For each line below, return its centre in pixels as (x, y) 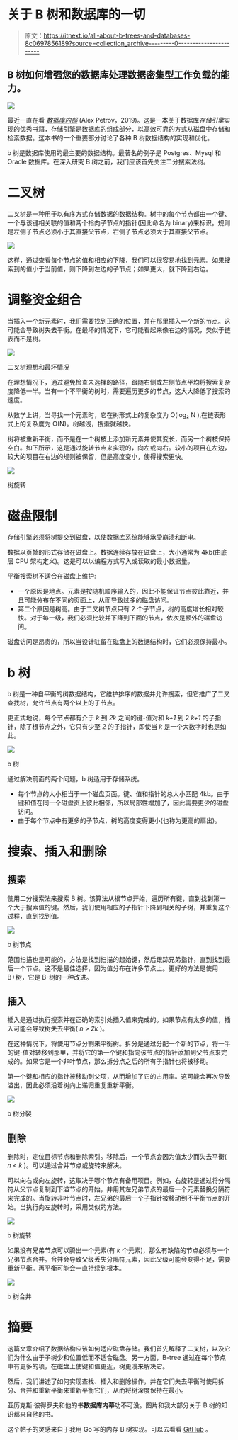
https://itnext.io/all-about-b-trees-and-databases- (117, 35)
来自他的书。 (38, 1415)
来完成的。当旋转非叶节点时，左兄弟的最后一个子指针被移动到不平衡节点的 (116, 1198)
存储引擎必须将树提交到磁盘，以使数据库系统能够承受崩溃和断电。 (103, 537)
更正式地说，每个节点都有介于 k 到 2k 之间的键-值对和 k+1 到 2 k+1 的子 (111, 718)
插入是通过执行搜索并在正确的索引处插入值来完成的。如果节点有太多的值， (116, 1020)
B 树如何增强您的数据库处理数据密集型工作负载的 (114, 75)
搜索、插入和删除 (57, 851)
